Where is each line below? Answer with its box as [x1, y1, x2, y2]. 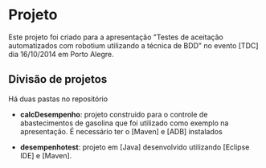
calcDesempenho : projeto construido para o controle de [19, 109, 208, 119]
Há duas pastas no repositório [8, 94, 108, 104]
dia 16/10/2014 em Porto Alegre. [8, 49, 114, 59]
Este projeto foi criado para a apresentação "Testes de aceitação [8, 32, 223, 42]
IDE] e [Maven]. [19, 150, 72, 160]
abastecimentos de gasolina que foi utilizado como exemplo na [19, 118, 229, 128]
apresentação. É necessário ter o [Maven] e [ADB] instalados [19, 126, 223, 136]
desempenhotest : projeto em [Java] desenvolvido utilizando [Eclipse [19, 142, 250, 152]
